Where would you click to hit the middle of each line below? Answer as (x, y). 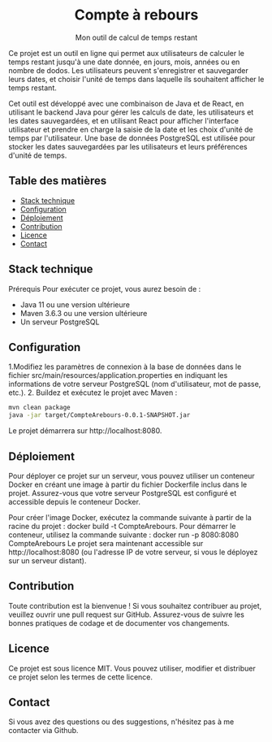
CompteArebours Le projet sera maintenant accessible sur (106, 543)
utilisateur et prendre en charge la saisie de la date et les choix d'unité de (131, 129)
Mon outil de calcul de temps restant (136, 37)
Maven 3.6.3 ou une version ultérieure (84, 313)
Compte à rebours (136, 15)
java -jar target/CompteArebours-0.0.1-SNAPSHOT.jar (99, 415)
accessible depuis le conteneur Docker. (74, 501)
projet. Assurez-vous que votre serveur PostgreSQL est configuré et (123, 492)
